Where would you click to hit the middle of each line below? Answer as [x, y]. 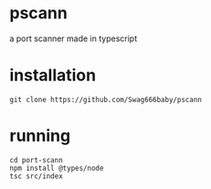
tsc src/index [37, 176]
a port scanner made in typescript [74, 38]
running [40, 136]
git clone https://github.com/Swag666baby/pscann [106, 100]
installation [53, 75]
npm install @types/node [57, 168]
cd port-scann [37, 160]
